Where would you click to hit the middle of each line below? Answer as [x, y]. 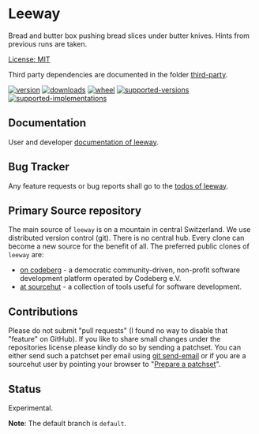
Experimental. [31, 408]
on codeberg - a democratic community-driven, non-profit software [130, 270]
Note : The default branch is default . [68, 423]
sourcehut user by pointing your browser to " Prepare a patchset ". [114, 365]
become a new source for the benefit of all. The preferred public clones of [129, 246]
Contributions [43, 311]
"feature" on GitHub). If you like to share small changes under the [114, 339]
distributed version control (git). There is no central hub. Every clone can [126, 238]
